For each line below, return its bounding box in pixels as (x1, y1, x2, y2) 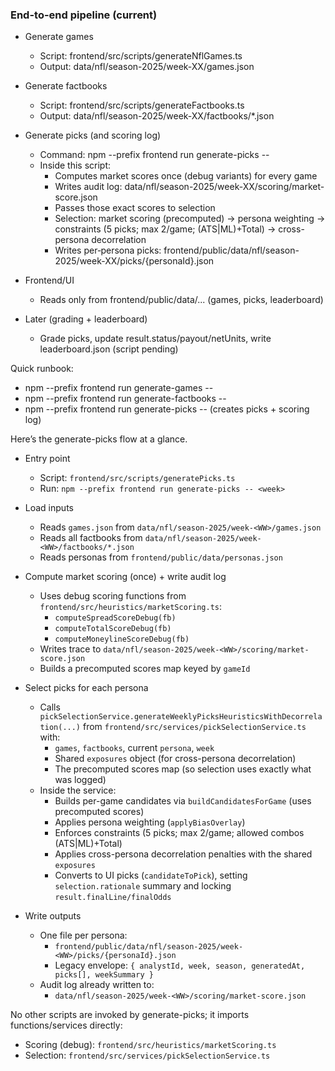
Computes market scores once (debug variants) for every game (54, 170, 318, 182)
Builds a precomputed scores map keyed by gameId (39, 663, 251, 675)
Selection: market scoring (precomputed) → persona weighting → (54, 213, 326, 225)
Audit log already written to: (39, 979, 155, 991)
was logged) (54, 774, 107, 786)
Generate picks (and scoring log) (24, 129, 162, 142)
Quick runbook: (10, 363, 74, 375)
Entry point (24, 453, 71, 465)
